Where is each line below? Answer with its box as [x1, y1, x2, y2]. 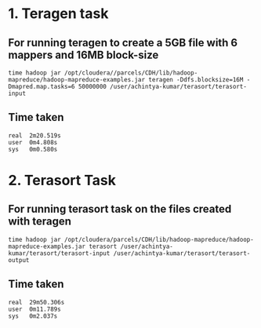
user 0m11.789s [8, 305, 61, 313]
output [8, 256, 30, 264]
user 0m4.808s [8, 138, 58, 146]
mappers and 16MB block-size [8, 48, 159, 61]
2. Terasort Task [8, 172, 116, 189]
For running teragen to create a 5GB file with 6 [8, 36, 238, 49]
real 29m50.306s [8, 298, 65, 306]
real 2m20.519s [8, 131, 61, 140]
